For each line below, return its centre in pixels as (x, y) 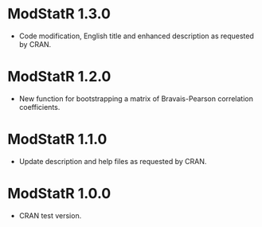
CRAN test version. (50, 215)
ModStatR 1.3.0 (59, 14)
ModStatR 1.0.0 (59, 194)
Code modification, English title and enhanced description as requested (136, 36)
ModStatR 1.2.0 (59, 77)
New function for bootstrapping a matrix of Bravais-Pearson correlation (136, 98)
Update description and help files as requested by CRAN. (113, 161)
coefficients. (39, 107)
